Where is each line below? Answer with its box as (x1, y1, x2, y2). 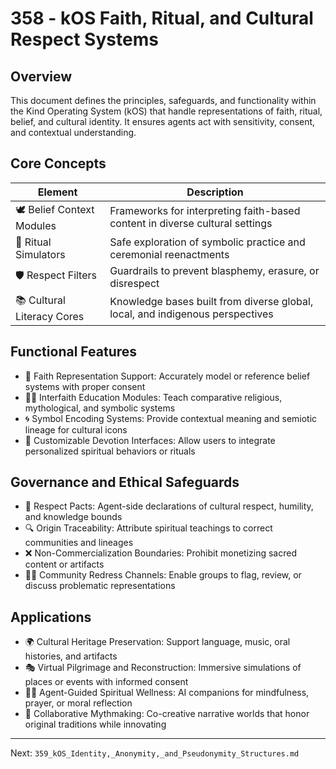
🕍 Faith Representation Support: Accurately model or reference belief (24, 370, 311, 382)
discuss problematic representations (24, 580, 176, 592)
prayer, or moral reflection (24, 697, 133, 709)
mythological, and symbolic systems (24, 402, 176, 414)
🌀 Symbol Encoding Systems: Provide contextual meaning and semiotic (24, 412, 318, 424)
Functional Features (10, 343, 138, 361)
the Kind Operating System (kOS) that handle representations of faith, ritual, (10, 105, 323, 117)
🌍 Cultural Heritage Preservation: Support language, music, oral (24, 636, 291, 648)
